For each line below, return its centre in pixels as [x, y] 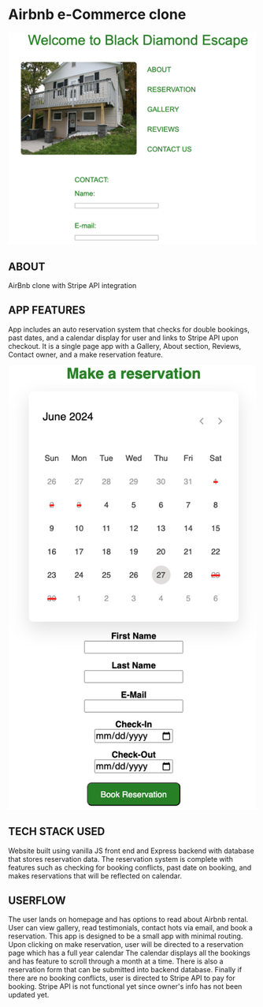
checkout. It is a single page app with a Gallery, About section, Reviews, [125, 346]
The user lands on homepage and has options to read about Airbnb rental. [128, 919]
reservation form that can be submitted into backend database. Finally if [125, 970]
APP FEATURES [47, 311]
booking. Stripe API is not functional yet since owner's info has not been [125, 986]
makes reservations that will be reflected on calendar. [95, 876]
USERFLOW [37, 900]
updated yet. [29, 995]
